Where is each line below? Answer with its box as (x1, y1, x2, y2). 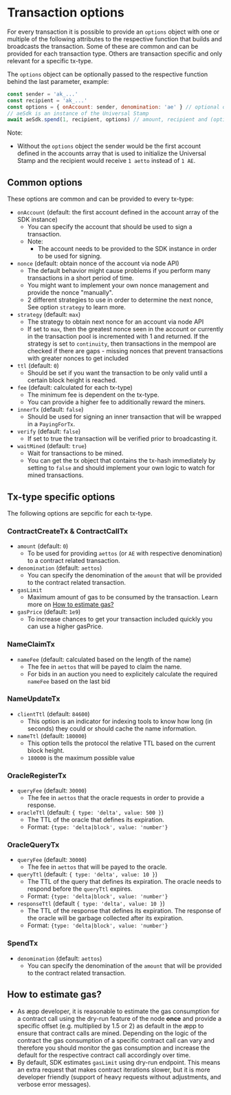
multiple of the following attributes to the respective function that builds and (7, 34, 222, 43)
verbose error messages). (16, 1080, 91, 1088)
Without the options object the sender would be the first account (16, 142, 201, 151)
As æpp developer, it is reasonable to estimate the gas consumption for (16, 1007, 220, 1015)
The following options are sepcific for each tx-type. (7, 509, 153, 517)
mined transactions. (27, 471, 84, 479)
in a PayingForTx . (27, 420, 76, 428)
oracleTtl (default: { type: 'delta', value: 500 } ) (16, 808, 164, 817)
